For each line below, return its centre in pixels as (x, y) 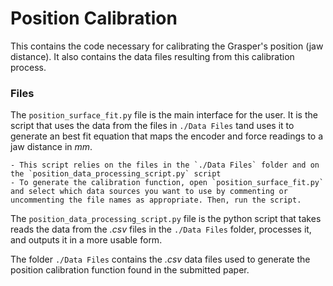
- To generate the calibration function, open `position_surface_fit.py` (167, 183)
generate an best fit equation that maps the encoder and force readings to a (167, 136)
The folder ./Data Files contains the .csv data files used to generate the (160, 259)
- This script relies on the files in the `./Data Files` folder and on (165, 165)
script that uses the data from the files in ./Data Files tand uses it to (152, 126)
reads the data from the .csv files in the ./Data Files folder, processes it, (161, 229)
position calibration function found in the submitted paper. (130, 270)
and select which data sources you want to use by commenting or (149, 192)
